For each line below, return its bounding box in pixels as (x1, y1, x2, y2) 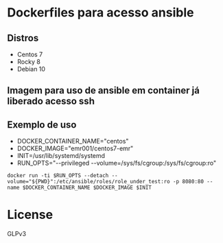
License (7, 207, 54, 222)
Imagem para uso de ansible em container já (7, 84, 200, 97)
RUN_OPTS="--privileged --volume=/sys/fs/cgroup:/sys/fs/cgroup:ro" (16, 159, 217, 167)
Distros (7, 32, 39, 44)
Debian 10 (16, 65, 46, 73)
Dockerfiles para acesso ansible (7, 5, 194, 21)
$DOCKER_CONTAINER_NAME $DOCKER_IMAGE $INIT (22, 184, 152, 192)
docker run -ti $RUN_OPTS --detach (7, 172, 109, 179)
